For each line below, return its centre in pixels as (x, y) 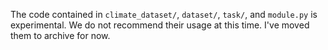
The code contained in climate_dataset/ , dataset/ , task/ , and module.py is (164, 14)
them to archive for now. (60, 35)
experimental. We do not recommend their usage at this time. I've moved (160, 25)
